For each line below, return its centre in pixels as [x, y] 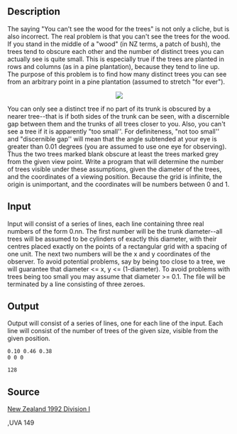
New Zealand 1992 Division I [49, 409]
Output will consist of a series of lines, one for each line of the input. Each [115, 323]
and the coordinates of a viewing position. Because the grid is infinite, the [115, 176]
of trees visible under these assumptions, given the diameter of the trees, [115, 169]
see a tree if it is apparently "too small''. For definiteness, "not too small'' [114, 131]
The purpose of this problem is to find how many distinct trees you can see [117, 74]
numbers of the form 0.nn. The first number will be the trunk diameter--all [115, 231]
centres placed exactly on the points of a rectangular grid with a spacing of [117, 246]
